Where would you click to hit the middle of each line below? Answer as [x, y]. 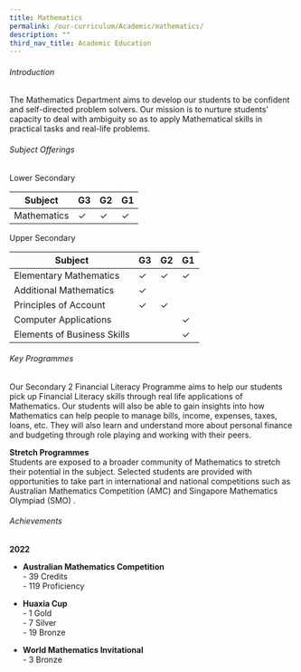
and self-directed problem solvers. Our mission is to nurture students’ [139, 110]
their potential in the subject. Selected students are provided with [131, 471]
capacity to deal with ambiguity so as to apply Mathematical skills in [136, 120]
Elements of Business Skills [72, 334]
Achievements [36, 521]
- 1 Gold [37, 613]
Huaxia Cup [45, 604]
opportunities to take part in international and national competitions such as [150, 481]
